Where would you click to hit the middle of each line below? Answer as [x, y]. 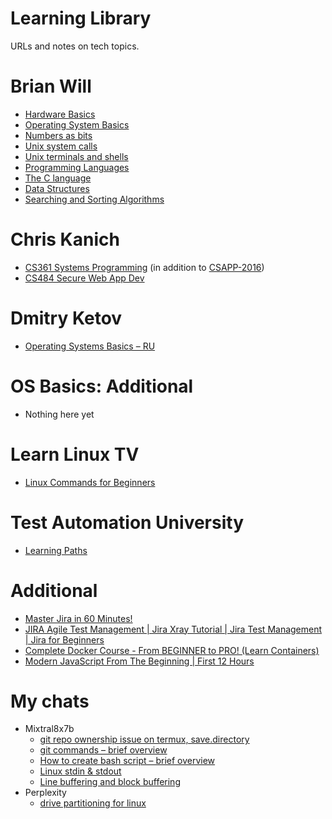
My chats [50, 701]
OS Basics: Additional [102, 386]
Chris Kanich [65, 239]
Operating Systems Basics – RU [90, 346]
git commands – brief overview [103, 750]
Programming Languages [77, 167]
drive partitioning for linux [93, 803]
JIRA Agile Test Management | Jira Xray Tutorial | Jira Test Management [173, 629]
